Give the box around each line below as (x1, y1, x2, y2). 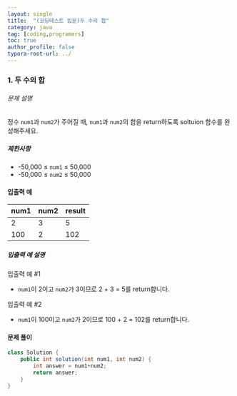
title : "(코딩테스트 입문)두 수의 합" (7, 17, 109, 24)
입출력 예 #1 (7, 270, 41, 278)
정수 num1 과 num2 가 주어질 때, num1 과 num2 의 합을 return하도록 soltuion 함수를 (7, 118, 223, 126)
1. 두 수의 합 (7, 75, 45, 85)
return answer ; (33, 369, 79, 376)
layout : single (7, 10, 53, 18)
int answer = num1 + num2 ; (33, 362, 107, 370)
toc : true (7, 37, 37, 44)
